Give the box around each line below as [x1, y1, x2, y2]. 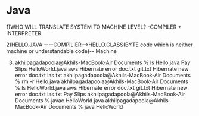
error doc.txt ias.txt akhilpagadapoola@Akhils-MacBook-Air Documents [14, 71, 191, 79]
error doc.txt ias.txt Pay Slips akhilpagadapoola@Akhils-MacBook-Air [14, 90, 185, 98]
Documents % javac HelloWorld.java [14, 96, 104, 104]
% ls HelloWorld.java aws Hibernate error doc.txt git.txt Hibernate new [14, 84, 188, 91]
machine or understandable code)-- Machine [6, 47, 117, 54]
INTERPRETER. [6, 29, 43, 36]
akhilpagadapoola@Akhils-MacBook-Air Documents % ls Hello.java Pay [14, 59, 191, 66]
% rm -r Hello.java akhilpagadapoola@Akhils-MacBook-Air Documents [14, 78, 189, 85]
